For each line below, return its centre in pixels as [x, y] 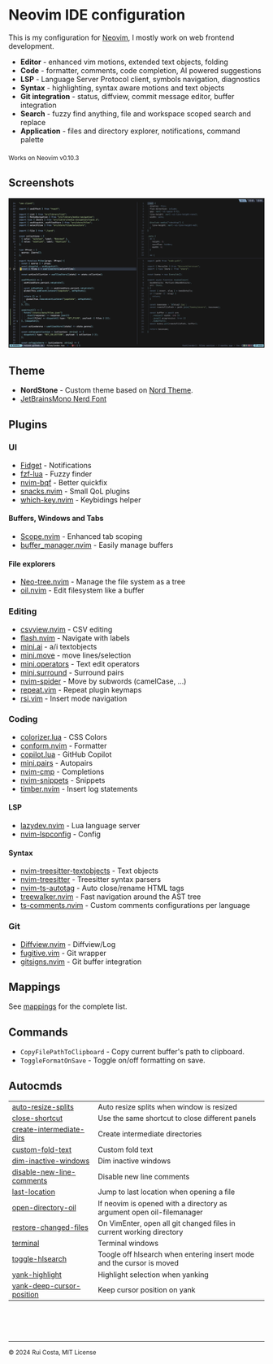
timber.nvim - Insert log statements [79, 788]
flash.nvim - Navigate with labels [75, 638]
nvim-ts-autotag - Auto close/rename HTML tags [102, 888]
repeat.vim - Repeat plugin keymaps [81, 689]
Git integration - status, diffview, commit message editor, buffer [127, 96]
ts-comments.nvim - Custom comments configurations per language [135, 906]
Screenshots [41, 183]
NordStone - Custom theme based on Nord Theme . [106, 390]
